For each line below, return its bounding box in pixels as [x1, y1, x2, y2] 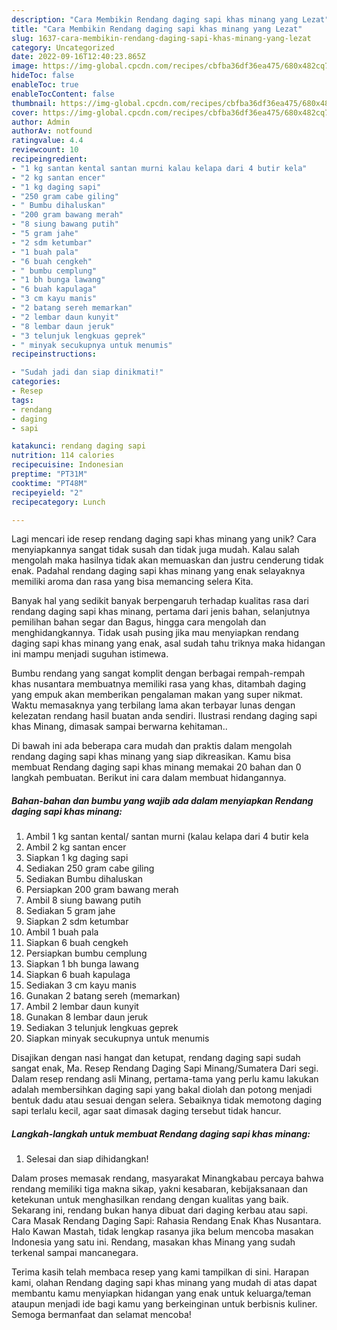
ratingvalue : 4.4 [11, 136, 84, 146]
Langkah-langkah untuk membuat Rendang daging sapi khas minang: [11, 1127, 311, 1140]
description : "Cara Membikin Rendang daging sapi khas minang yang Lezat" [11, 14, 330, 25]
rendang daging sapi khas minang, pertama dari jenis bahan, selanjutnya [11, 606, 311, 618]
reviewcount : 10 [11, 145, 79, 155]
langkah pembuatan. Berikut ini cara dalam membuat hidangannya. [11, 772, 287, 784]
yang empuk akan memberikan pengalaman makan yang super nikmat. [11, 689, 304, 701]
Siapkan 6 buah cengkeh [25, 937, 129, 949]
